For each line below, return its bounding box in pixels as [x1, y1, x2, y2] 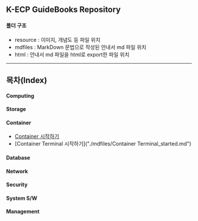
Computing [6, 92, 34, 99]
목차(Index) [6, 75, 47, 85]
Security [6, 181, 28, 188]
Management [6, 208, 40, 215]
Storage [6, 105, 27, 113]
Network [6, 167, 28, 174]
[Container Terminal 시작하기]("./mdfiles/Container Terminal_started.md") [14, 140, 192, 147]
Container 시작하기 [14, 133, 60, 140]
